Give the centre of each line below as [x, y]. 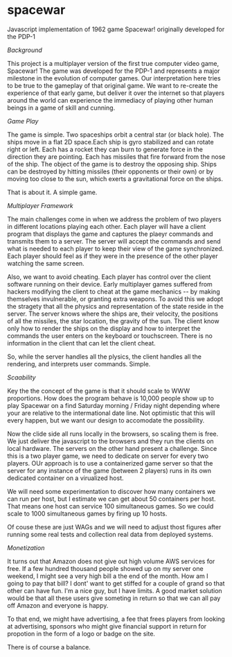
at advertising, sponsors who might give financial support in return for [107, 626]
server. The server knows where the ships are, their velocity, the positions [113, 314]
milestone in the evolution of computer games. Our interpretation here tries [114, 78]
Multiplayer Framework [41, 205]
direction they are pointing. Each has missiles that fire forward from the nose [116, 156]
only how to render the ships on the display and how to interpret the [104, 328]
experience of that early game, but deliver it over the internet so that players [116, 93]
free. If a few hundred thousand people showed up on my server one [105, 568]
